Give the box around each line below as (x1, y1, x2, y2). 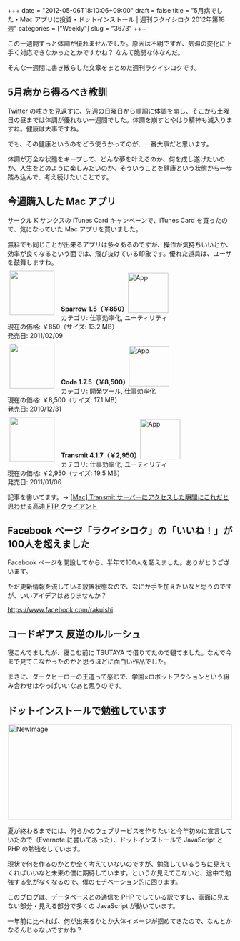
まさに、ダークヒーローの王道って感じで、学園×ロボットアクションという (7, 672, 224, 681)
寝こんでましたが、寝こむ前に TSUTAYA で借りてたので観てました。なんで (7, 649, 226, 657)
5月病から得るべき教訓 (7, 86, 108, 99)
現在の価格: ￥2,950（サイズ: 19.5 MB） (7, 469, 124, 477)
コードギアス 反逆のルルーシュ (7, 628, 141, 640)
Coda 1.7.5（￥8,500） (61, 377, 130, 386)
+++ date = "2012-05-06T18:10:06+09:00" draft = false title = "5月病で (7, 6, 216, 14)
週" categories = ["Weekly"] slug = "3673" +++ (7, 24, 146, 32)
